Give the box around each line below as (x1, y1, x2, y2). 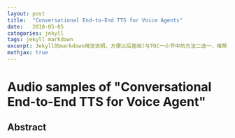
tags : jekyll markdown (7, 36, 73, 43)
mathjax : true (7, 49, 49, 56)
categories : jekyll (7, 29, 64, 37)
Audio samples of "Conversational (7, 79, 212, 95)
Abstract (7, 121, 47, 133)
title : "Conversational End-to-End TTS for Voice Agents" (7, 17, 183, 24)
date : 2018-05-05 (7, 23, 64, 30)
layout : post (7, 10, 45, 17)
